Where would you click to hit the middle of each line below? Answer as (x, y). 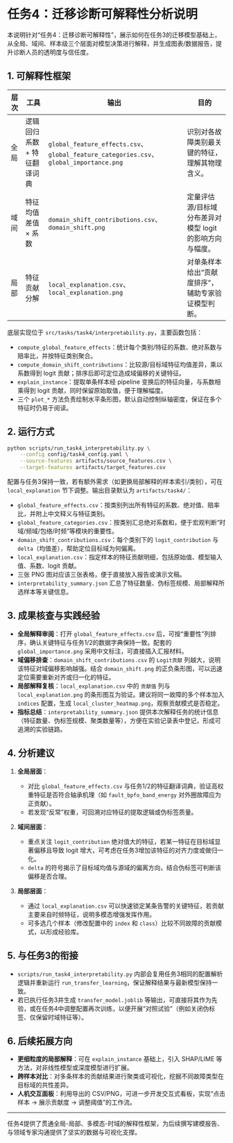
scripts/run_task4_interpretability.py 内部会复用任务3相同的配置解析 (120, 974)
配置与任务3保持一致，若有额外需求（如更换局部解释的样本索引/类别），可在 (115, 482)
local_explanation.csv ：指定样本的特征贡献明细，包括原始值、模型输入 (120, 557)
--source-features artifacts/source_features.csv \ (96, 461)
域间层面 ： (33, 827)
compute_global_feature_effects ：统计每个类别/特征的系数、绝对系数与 (120, 347)
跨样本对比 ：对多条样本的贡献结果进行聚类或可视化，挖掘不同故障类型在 (120, 1076)
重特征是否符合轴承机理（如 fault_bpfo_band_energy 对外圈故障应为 (124, 795)
